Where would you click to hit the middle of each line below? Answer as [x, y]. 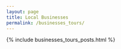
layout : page [23, 12]
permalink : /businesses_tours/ [45, 23]
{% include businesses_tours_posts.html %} [61, 40]
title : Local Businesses [37, 17]
